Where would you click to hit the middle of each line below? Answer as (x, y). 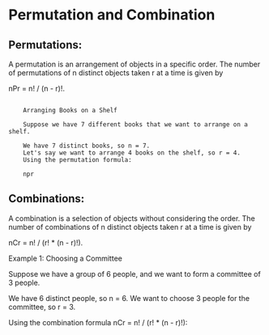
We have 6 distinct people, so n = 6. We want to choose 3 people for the (129, 298)
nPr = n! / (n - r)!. (36, 88)
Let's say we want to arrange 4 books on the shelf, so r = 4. (132, 153)
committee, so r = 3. (42, 307)
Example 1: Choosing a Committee (66, 258)
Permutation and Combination (112, 15)
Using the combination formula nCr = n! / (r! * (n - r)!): (98, 322)
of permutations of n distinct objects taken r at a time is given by (116, 73)
